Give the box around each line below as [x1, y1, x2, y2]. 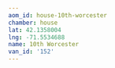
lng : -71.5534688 [8, 33, 65, 41]
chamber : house [8, 19, 58, 27]
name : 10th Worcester [8, 41, 80, 48]
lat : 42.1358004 [8, 26, 61, 34]
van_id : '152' [8, 48, 55, 55]
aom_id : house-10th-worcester [8, 11, 108, 20]
